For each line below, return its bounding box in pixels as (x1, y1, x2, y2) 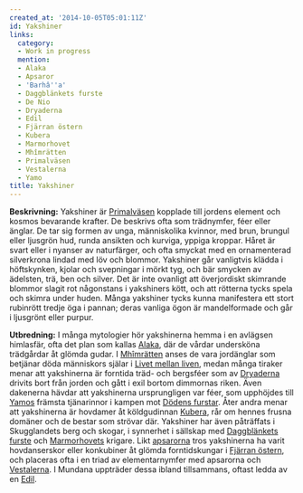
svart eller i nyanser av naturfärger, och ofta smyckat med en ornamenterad (9, 245, 291, 256)
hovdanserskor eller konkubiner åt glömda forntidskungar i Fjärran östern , (9, 445, 285, 456)
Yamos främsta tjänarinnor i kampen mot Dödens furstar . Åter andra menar (9, 397, 288, 408)
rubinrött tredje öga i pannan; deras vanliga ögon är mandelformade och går (9, 302, 293, 313)
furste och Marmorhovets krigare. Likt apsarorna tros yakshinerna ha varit (9, 435, 285, 446)
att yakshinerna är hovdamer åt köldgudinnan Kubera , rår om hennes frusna (9, 406, 292, 417)
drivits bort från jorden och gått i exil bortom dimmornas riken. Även (9, 377, 262, 389)
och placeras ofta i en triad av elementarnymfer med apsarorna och (9, 454, 261, 466)
